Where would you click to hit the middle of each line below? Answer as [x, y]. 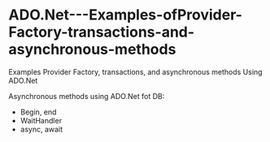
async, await [41, 129]
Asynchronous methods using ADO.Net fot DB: [87, 96]
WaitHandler [41, 120]
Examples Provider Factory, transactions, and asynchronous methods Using [135, 71]
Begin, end [38, 112]
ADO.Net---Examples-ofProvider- [125, 15]
